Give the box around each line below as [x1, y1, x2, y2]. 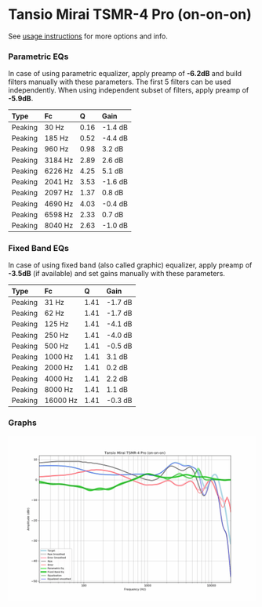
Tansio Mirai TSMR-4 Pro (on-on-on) [8, 5, 253, 24]
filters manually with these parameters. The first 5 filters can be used [8, 77, 231, 87]
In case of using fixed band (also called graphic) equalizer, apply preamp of [8, 260, 253, 270]
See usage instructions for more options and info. [8, 31, 169, 41]
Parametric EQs [8, 51, 69, 62]
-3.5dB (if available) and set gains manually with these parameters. [8, 269, 226, 278]
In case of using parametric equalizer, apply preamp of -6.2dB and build [8, 69, 242, 78]
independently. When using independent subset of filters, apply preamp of [8, 85, 249, 95]
